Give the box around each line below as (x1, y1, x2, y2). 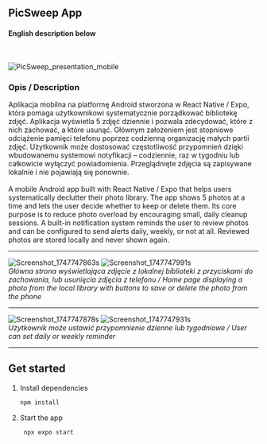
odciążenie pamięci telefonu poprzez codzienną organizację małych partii (8, 133, 250, 142)
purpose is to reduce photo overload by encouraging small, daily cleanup (8, 209, 248, 219)
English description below (8, 28, 96, 38)
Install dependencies (19, 383, 89, 392)
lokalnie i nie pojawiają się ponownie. (8, 167, 130, 177)
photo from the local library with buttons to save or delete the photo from (8, 282, 248, 293)
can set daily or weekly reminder (8, 331, 116, 341)
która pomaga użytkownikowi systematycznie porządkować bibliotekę (8, 107, 238, 118)
